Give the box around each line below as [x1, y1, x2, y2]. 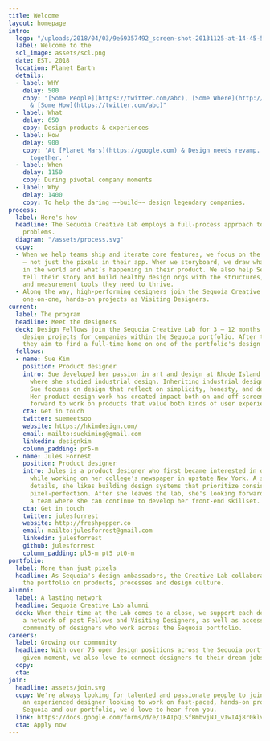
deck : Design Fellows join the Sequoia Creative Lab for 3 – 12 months [15, 325, 261, 333]
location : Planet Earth [15, 64, 95, 72]
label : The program [15, 310, 81, 318]
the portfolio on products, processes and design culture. [22, 579, 225, 587]
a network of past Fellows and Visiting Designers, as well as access [22, 616, 264, 625]
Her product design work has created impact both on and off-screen [29, 393, 264, 401]
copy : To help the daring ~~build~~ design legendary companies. [22, 198, 247, 206]
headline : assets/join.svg [15, 683, 106, 691]
